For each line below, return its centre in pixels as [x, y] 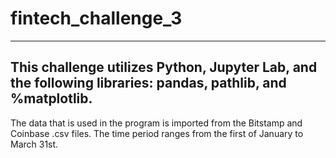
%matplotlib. [51, 98]
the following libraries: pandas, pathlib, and [148, 83]
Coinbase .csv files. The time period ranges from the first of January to [157, 133]
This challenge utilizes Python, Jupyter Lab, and [164, 67]
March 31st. [34, 144]
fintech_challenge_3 [96, 18]
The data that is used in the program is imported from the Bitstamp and [156, 123]
